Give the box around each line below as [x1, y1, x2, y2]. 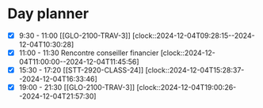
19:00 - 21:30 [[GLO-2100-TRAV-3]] [18, 83, 135, 92]
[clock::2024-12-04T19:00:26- [136, 83, 237, 92]
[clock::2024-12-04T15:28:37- [145, 65, 245, 75]
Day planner [7, 5, 89, 23]
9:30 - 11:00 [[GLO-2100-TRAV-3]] [18, 31, 131, 40]
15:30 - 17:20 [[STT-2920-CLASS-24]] [18, 65, 144, 75]
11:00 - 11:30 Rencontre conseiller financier [18, 48, 159, 58]
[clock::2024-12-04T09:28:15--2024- [132, 31, 255, 40]
